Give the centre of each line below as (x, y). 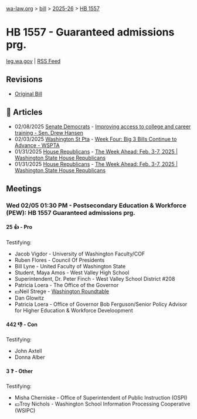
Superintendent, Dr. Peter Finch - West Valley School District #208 (95, 279)
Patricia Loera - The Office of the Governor (67, 285)
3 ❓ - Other (20, 371)
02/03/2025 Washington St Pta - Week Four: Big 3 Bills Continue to (96, 139)
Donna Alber (30, 357)
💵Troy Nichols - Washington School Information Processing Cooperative (102, 404)
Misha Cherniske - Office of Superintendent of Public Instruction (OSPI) (101, 398)
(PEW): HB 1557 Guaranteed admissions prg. (71, 212)
